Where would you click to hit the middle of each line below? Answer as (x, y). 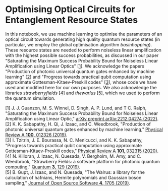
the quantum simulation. (30, 98)
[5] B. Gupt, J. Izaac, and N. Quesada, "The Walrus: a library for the (75, 172)
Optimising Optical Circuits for (70, 9)
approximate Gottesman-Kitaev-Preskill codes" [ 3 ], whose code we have (81, 82)
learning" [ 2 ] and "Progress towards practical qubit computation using (78, 77)
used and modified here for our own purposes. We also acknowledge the (81, 87)
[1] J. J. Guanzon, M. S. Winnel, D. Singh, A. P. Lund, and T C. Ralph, (76, 108)
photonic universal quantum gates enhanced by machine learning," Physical (84, 129)
